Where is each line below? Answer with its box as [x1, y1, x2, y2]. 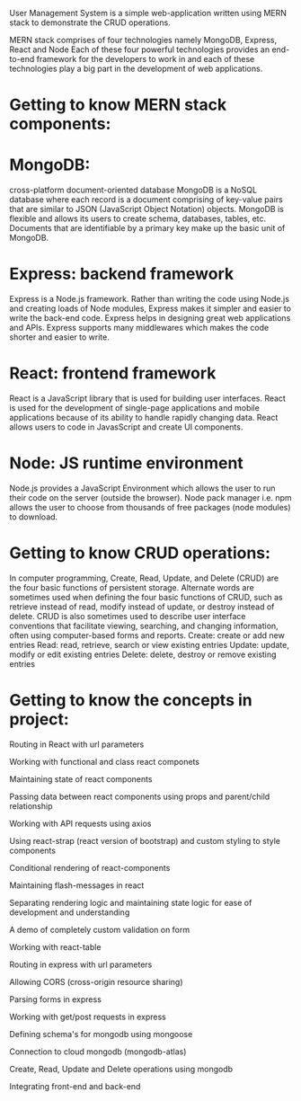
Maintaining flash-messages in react [9, 880, 145, 891]
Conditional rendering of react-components [9, 862, 171, 873]
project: [9, 709, 69, 730]
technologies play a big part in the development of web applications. [9, 63, 263, 74]
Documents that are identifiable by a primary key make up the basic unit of [9, 223, 286, 234]
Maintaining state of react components [9, 773, 153, 785]
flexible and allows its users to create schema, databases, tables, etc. [9, 213, 267, 224]
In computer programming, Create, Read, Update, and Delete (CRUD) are [9, 573, 279, 583]
